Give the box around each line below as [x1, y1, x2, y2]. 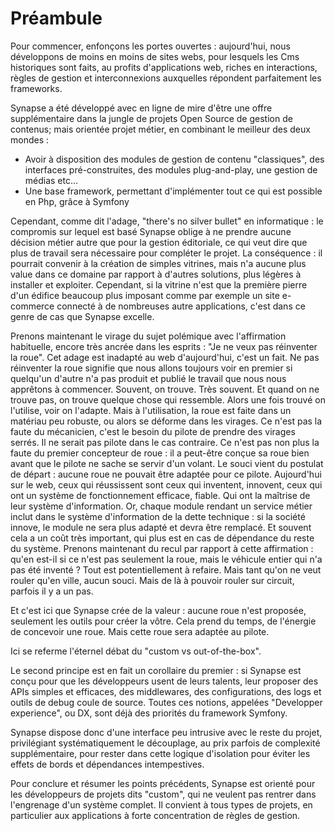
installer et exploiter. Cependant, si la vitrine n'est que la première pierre [10, 278, 308, 291]
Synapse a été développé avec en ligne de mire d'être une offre [10, 102, 273, 114]
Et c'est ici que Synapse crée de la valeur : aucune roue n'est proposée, [10, 604, 307, 616]
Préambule [10, 7, 103, 30]
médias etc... [24, 174, 79, 186]
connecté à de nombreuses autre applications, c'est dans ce [56, 300, 306, 312]
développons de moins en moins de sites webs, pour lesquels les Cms [10, 50, 300, 62]
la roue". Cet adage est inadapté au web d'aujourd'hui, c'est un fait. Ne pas [10, 351, 320, 363]
